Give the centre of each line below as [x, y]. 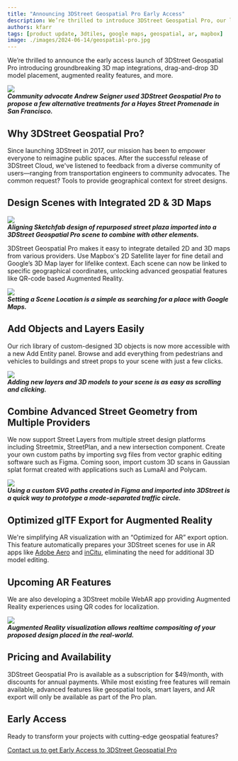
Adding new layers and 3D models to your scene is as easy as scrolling [114, 382]
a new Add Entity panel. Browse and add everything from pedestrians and [115, 353]
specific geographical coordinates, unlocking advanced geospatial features [118, 270]
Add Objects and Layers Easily [76, 329]
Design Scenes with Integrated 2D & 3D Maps [109, 203]
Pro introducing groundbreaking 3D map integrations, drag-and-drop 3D [113, 68]
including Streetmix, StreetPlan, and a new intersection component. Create [116, 447]
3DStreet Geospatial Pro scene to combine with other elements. [103, 234]
